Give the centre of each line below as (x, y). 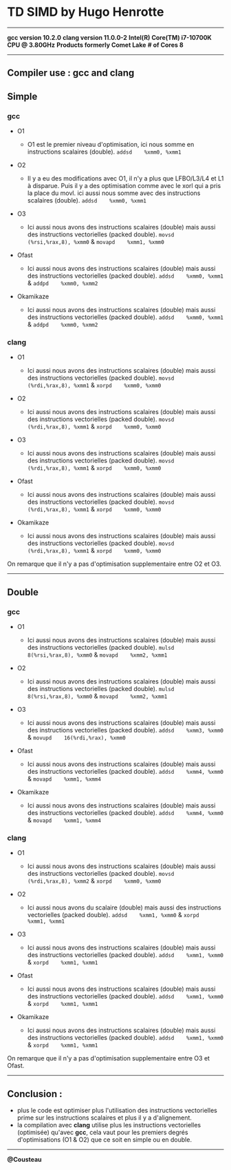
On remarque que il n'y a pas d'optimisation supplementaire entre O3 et (109, 1058)
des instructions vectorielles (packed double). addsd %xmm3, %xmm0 (125, 730)
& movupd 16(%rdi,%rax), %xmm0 (76, 737)
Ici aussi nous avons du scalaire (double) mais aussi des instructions (124, 907)
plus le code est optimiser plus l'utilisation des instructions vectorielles (117, 1111)
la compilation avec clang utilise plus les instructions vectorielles (109, 1125)
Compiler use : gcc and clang (71, 73)
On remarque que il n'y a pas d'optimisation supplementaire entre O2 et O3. (114, 564)
